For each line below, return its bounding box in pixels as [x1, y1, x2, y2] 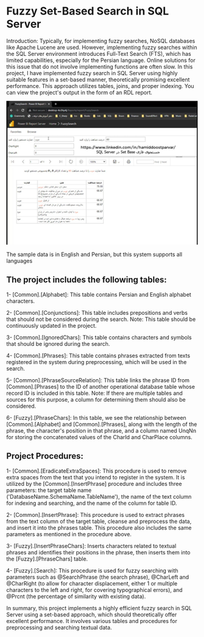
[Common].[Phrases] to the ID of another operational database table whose [6, 383, 195, 390]
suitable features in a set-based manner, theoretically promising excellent [6, 76, 190, 83]
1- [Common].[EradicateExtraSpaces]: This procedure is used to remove [6, 467, 187, 474]
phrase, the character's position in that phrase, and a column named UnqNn [6, 426, 196, 434]
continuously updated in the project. [6, 322, 97, 329]
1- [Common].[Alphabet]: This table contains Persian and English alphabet [6, 291, 191, 298]
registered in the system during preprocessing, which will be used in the [6, 358, 187, 365]
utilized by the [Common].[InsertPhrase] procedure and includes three [6, 480, 182, 487]
